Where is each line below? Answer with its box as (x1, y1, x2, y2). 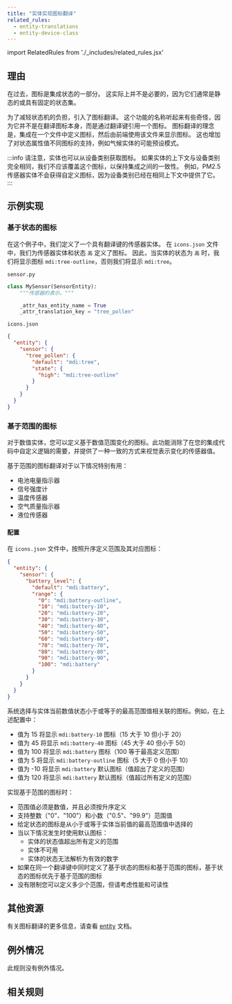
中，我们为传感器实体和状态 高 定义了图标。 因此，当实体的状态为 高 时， (7, 248, 214, 256)
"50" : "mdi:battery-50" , (37, 629, 110, 636)
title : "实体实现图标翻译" (7, 10, 77, 17)
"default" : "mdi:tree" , (32, 359, 100, 366)
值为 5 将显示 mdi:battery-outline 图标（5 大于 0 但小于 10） (17, 756, 192, 764)
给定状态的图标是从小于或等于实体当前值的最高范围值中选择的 (17, 820, 193, 828)
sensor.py (7, 271, 36, 278)
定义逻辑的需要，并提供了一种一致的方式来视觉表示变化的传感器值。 (25, 447, 219, 455)
